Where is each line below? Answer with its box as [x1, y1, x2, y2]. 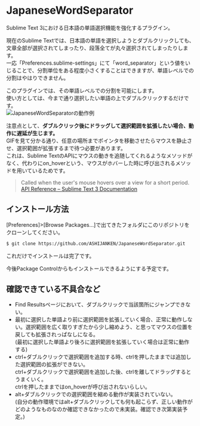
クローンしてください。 [6, 229, 64, 236]
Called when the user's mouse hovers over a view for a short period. [20, 179, 190, 186]
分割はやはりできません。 [6, 74, 69, 81]
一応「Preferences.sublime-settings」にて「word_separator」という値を [6, 59, 186, 66]
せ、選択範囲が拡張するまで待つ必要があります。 [6, 144, 127, 151]
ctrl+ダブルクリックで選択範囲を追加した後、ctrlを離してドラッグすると [14, 369, 192, 376]
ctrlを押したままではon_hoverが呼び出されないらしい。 [14, 384, 150, 391]
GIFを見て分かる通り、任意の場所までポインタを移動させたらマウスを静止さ [6, 137, 192, 144]
